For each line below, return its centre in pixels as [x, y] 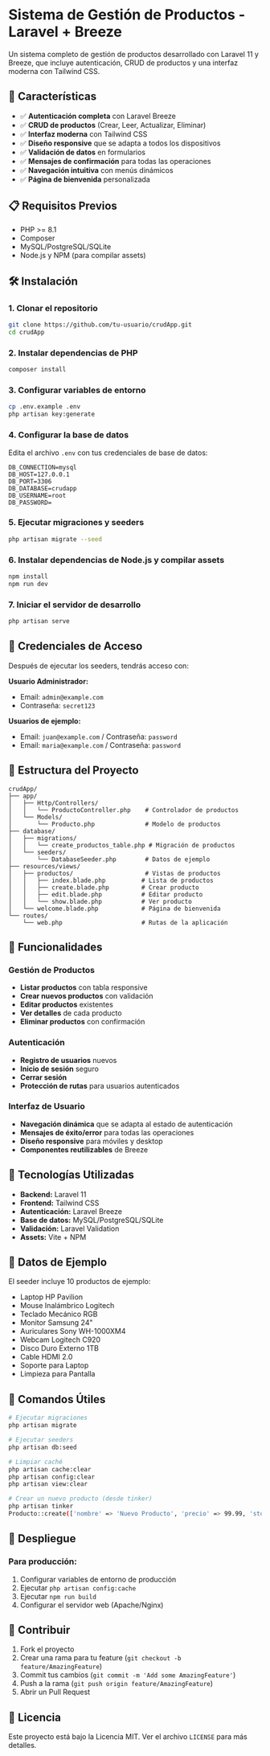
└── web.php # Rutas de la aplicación [125, 922]
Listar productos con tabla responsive [84, 987]
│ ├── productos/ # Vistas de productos [115, 873]
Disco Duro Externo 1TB [59, 1348]
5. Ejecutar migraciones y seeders [76, 523]
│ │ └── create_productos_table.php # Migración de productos [122, 845]
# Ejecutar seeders [41, 1440]
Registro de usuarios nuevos [68, 1060]
